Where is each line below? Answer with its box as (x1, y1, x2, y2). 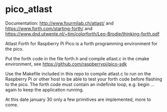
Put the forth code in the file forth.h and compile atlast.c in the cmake (5, 55, 150, 61)
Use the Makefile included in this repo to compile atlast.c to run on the (5, 70, 151, 76)
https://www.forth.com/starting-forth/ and (5, 25, 93, 31)
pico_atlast (5, 4, 52, 15)
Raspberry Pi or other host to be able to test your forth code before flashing (5, 76, 162, 82)
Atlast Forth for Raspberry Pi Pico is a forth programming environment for (5, 40, 158, 46)
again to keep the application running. (5, 86, 84, 92)
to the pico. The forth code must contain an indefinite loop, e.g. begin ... (5, 81, 155, 87)
